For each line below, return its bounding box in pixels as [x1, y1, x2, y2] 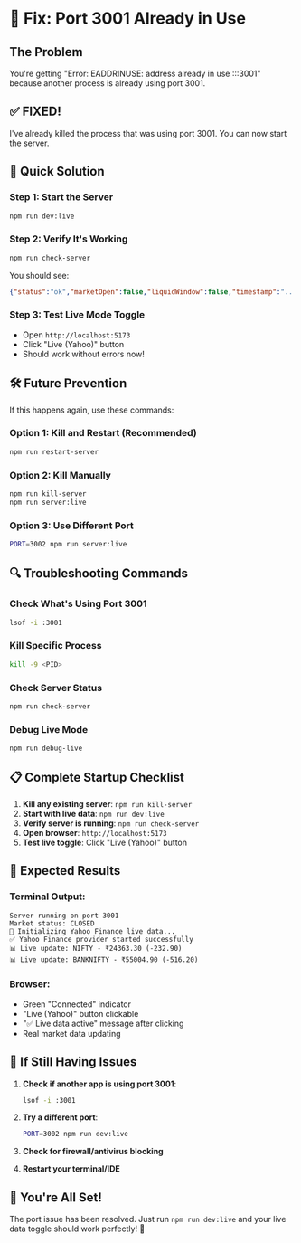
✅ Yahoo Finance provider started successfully [9, 935, 194, 944]
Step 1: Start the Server [9, 191, 114, 204]
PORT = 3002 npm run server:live [9, 540, 127, 549]
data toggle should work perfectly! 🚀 [9, 1223, 146, 1234]
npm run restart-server [9, 447, 99, 456]
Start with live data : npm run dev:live [22, 808, 165, 819]
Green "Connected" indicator [22, 999, 132, 1010]
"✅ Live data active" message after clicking [22, 1018, 184, 1029]
